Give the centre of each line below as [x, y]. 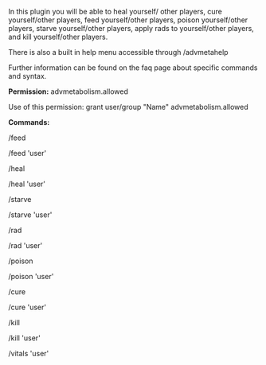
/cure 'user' [27, 307]
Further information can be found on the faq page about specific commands [133, 68]
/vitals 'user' [29, 353]
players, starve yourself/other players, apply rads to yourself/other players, [131, 28]
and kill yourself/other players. [58, 37]
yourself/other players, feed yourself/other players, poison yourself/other [128, 20]
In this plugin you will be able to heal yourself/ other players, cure [115, 12]
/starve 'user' [30, 215]
